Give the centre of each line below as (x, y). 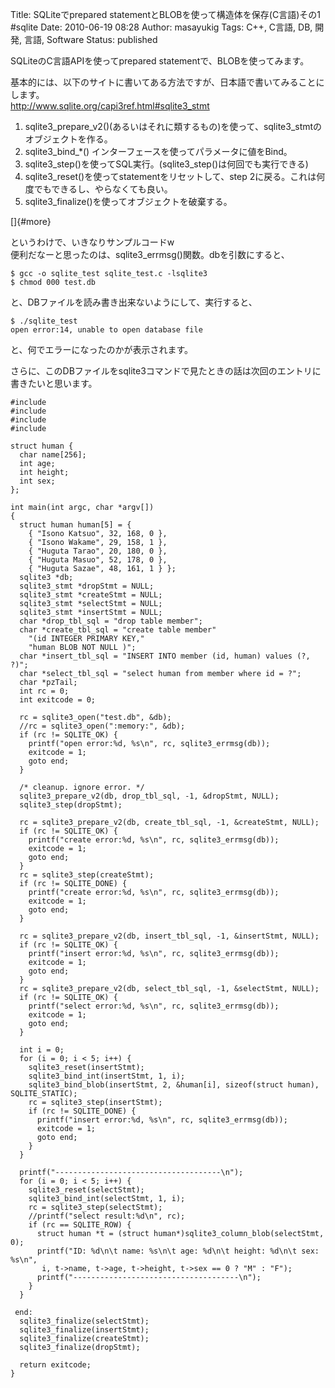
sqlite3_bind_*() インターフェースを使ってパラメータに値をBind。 (158, 151)
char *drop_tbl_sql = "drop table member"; (111, 621)
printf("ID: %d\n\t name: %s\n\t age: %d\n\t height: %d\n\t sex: (178, 1251)
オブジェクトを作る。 (68, 139)
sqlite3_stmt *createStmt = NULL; (91, 595)
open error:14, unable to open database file (106, 330)
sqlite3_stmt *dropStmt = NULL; (87, 586)
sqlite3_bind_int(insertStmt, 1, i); (107, 1076)
